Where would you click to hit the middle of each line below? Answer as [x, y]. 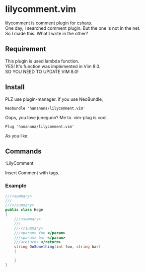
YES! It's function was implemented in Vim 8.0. [53, 66]
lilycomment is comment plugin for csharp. [49, 23]
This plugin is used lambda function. [42, 61]
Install [15, 87]
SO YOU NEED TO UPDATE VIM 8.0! [42, 71]
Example [16, 186]
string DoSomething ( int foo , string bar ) [57, 247]
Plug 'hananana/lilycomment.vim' [40, 127]
